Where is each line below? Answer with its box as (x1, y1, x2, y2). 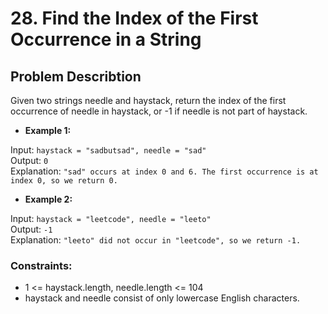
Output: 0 (10, 155, 49, 166)
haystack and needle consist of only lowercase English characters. (24, 292, 300, 304)
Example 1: (24, 125, 72, 136)
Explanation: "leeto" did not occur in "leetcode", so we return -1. (10, 234, 302, 246)
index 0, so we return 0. (10, 176, 118, 186)
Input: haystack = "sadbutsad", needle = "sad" (10, 144, 207, 156)
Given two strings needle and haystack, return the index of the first (10, 95, 287, 106)
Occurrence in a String (10, 28, 202, 51)
